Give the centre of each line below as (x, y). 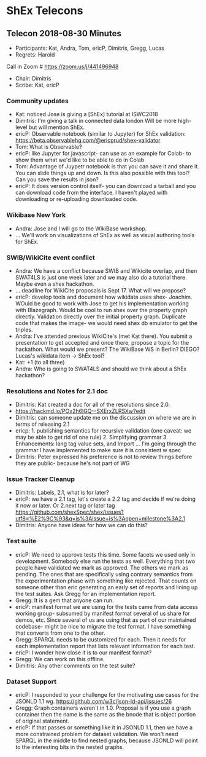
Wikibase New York (36, 215)
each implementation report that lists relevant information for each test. (105, 646)
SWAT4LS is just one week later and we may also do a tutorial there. (101, 277)
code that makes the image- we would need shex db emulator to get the (106, 323)
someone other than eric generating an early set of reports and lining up (106, 587)
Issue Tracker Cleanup (41, 479)
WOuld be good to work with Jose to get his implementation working (102, 303)
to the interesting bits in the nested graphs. (70, 747)
